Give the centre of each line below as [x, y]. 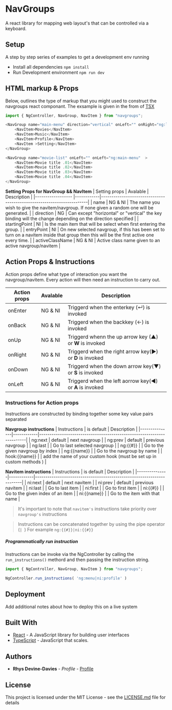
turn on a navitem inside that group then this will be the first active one [80, 235]
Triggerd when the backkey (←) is [108, 322]
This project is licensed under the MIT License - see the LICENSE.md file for [85, 697]
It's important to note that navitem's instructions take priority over [87, 509]
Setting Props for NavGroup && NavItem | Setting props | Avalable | [77, 191]
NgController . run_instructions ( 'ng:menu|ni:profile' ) [66, 578]
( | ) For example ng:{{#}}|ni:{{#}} [56, 530]
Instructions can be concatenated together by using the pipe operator [91, 524]
